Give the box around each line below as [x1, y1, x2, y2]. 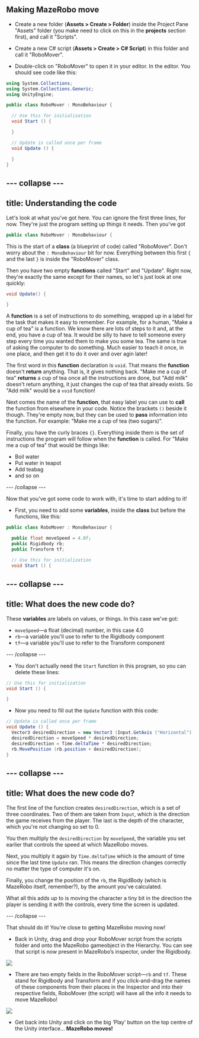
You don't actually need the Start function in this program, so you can [14, 662, 187, 669]
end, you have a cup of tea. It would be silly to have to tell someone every [6, 331, 186, 338]
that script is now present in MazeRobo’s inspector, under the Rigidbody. [14, 948, 192, 955]
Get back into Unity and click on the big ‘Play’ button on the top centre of [14, 1018, 193, 1026]
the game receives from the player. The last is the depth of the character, [6, 817, 185, 824]
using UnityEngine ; [6, 92, 54, 97]
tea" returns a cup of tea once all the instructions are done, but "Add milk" [6, 375, 188, 382]
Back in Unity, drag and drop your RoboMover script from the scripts [14, 935, 182, 942]
